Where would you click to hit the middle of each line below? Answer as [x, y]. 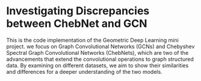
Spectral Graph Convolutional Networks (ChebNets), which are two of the [97, 52]
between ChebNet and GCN [77, 24]
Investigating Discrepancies [78, 11]
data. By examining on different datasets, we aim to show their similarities [97, 65]
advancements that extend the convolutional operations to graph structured [100, 59]
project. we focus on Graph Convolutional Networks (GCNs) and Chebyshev [100, 46]
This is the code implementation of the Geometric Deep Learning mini [92, 40]
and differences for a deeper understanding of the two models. [84, 71]
